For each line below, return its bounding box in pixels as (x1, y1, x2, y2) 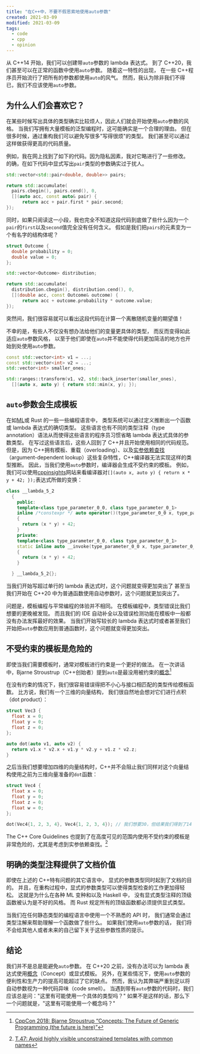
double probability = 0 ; (11, 248, 73, 254)
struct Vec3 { (6, 708, 42, 714)
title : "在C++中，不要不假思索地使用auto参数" (6, 8, 111, 15)
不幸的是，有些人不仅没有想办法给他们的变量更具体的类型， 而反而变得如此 (6, 327, 190, 334)
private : (17, 532, 39, 538)
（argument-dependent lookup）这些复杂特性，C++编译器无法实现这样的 (6, 453, 186, 461)
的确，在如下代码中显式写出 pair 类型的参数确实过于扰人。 (6, 160, 148, 167)
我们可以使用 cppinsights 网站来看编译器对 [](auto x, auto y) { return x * (6, 468, 190, 475)
